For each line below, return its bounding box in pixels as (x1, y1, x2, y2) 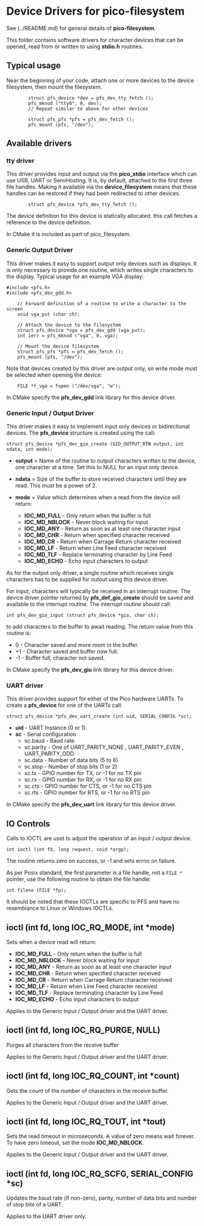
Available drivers (6, 139, 72, 149)
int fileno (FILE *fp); (6, 887, 67, 893)
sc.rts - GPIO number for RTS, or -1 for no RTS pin (24, 789, 150, 796)
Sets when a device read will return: (6, 938, 96, 945)
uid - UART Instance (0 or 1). (15, 724, 87, 732)
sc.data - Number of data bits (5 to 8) (24, 757, 119, 764)
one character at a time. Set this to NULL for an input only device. (15, 464, 180, 471)
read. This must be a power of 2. (15, 482, 97, 489)
